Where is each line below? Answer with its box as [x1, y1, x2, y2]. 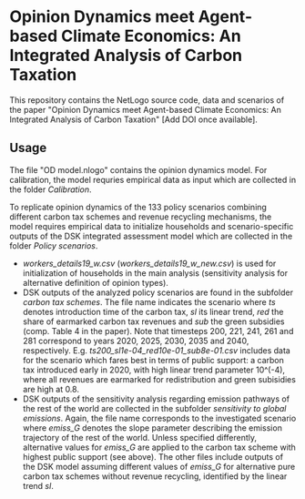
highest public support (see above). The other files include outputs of [22, 451, 284, 462]
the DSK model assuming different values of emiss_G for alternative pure [22, 461, 296, 472]
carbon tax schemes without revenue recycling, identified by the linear [22, 471, 288, 482]
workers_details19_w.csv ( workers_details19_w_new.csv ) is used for [22, 258, 277, 269]
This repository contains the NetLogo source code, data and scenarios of [9, 94, 285, 106]
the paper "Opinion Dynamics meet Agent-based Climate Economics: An [9, 104, 282, 115]
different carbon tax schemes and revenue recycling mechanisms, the [9, 211, 272, 222]
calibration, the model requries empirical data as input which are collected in [9, 174, 297, 185]
